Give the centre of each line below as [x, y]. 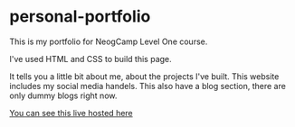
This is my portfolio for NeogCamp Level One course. [109, 41]
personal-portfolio [80, 17]
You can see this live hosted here [71, 113]
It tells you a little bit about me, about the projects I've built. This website [144, 76]
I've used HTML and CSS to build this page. [90, 59]
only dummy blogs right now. [63, 95]
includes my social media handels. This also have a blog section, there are [148, 86]
